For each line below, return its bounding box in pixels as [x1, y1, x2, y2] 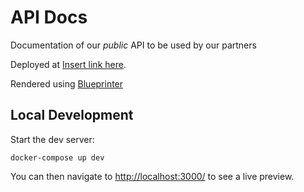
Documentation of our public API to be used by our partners [10, 39, 257, 51]
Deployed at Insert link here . [10, 58, 127, 70]
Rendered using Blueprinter [10, 77, 124, 90]
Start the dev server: [10, 133, 95, 145]
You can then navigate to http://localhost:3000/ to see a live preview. [10, 170, 295, 182]
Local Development [10, 107, 134, 124]
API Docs [10, 6, 88, 29]
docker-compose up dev [10, 152, 105, 163]
